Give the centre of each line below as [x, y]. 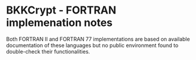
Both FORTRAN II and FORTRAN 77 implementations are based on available [98, 39]
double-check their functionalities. [48, 51]
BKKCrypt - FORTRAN [61, 10]
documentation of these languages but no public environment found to [92, 45]
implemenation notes [59, 23]
